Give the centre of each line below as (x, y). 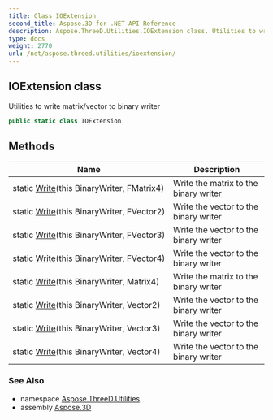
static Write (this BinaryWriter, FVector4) (89, 258)
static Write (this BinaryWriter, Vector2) (87, 305)
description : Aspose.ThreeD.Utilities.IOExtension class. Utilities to (132, 31)
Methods (32, 147)
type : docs (27, 39)
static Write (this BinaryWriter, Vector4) (87, 352)
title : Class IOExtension (52, 16)
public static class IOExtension (65, 121)
